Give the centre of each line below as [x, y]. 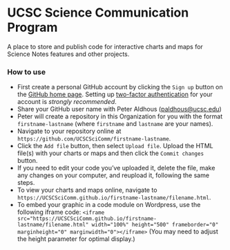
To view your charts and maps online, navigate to [87, 190]
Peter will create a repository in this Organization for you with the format [120, 116]
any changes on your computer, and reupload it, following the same [113, 175]
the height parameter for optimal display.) [76, 239]
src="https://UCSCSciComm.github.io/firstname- [87, 219]
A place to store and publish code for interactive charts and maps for [105, 46]
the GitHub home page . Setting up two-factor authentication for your [115, 94]
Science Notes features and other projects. [68, 54]
